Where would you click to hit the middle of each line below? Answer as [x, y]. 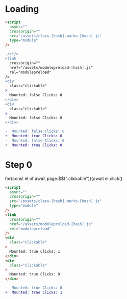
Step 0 [19, 164]
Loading [22, 9]
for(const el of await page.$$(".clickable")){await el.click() [64, 179]
